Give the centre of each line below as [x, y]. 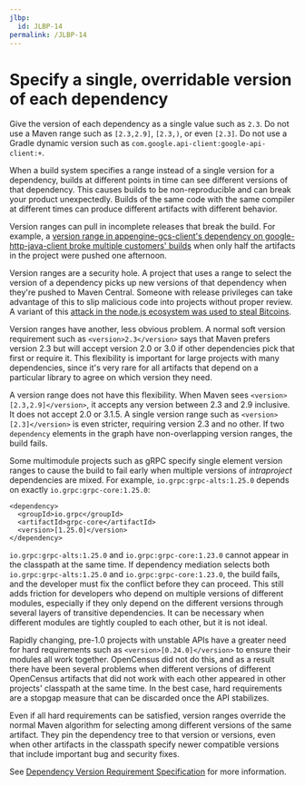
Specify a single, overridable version [151, 79]
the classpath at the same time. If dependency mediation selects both [140, 565]
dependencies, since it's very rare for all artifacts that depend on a [134, 368]
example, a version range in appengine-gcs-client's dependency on [136, 236]
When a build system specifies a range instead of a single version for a [142, 171]
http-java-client [39, 246]
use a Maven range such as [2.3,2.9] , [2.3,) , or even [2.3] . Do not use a [148, 133]
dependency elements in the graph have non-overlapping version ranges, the [151, 434]
